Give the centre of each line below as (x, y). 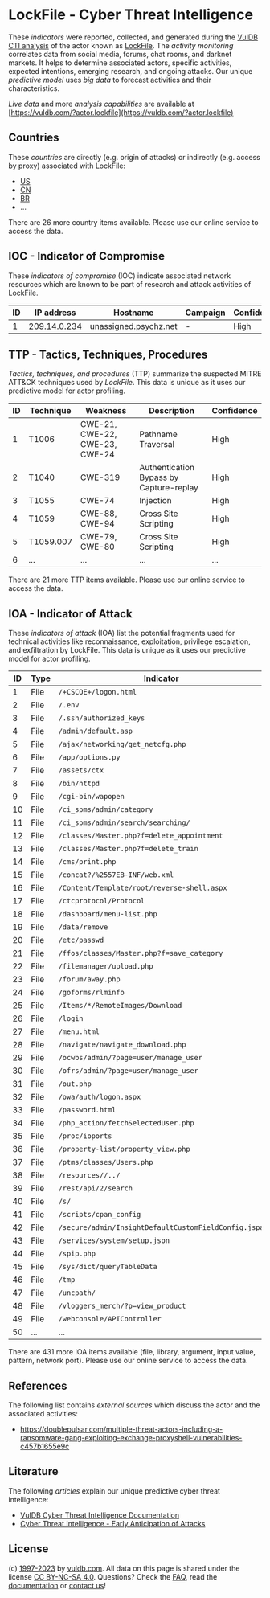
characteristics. (34, 88)
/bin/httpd (79, 784)
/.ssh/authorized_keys (102, 718)
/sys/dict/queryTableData (108, 1267)
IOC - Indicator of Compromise (86, 256)
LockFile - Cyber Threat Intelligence (131, 15)
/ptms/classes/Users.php (106, 1162)
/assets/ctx (81, 770)
